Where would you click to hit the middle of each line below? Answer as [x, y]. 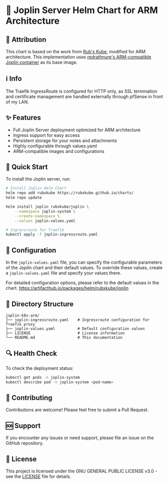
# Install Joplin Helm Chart [36, 188]
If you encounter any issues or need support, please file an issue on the [80, 438]
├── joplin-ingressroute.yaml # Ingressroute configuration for [78, 320]
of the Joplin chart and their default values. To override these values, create [84, 268]
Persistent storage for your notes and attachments [65, 140]
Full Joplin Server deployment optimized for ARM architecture [77, 130]
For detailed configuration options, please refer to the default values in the [82, 283]
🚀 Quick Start [27, 167]
